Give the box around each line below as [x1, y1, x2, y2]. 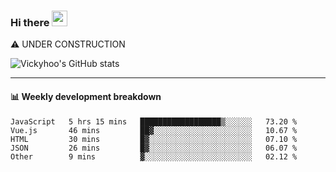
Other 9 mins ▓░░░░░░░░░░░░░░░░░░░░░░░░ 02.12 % [10, 151, 298, 162]
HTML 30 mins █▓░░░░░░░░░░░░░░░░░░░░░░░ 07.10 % [10, 134, 298, 144]
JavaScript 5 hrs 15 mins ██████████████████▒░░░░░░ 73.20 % [10, 116, 298, 127]
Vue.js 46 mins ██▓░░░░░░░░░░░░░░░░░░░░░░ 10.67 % [10, 125, 298, 135]
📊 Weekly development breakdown [10, 90, 162, 102]
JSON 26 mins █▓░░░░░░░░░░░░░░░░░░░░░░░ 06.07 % [10, 143, 298, 153]
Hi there [10, 15, 50, 29]
